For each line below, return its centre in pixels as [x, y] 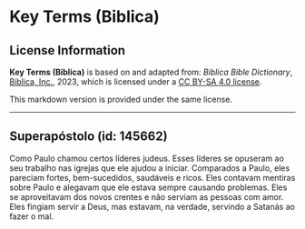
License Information [67, 50]
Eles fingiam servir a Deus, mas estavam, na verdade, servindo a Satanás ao [152, 206]
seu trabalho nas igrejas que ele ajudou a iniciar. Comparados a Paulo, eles [150, 168]
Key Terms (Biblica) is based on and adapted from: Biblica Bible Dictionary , [151, 72]
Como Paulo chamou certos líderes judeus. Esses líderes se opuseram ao [147, 158]
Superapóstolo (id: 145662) [89, 137]
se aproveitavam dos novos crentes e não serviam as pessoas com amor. [147, 196]
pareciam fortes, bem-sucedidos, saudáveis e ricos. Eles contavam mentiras [152, 177]
